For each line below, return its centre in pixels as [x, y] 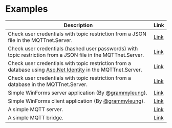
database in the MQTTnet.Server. [48, 84]
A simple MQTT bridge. [36, 117]
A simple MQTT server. [36, 109]
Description [78, 25]
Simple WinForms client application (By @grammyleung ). [76, 101]
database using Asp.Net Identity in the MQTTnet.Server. [75, 70]
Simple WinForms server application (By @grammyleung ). [78, 93]
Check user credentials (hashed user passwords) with [73, 48]
